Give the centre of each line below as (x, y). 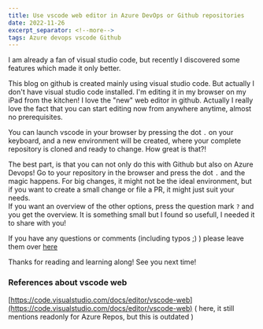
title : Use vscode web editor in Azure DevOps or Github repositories (126, 15)
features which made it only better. (65, 69)
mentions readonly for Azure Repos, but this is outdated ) (101, 316)
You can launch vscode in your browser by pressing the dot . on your (121, 133)
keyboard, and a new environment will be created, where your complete (125, 141)
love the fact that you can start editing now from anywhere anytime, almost (130, 109)
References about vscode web (68, 282)
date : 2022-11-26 (37, 23)
